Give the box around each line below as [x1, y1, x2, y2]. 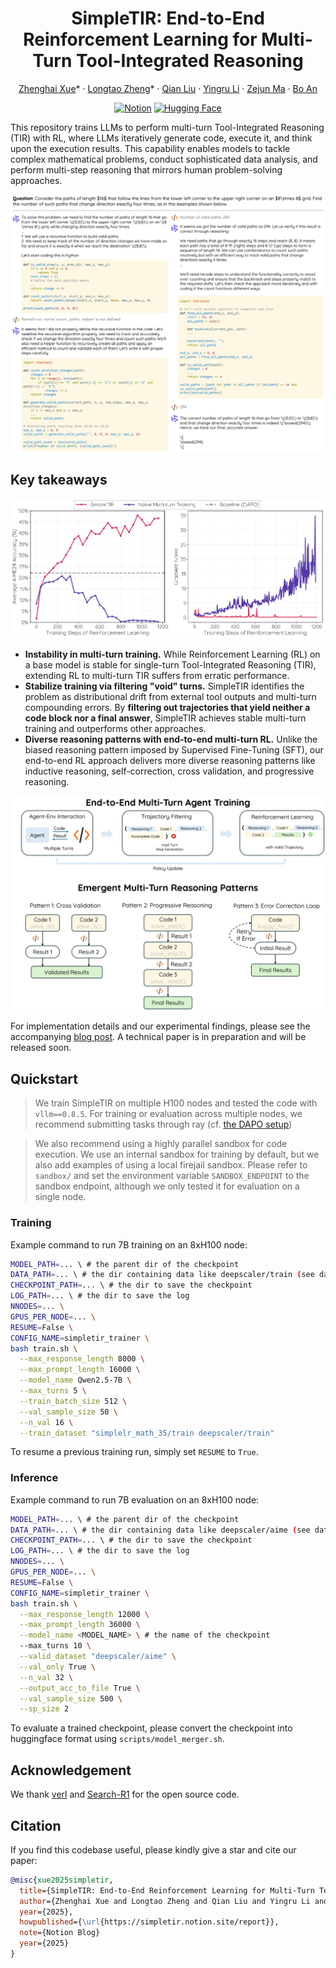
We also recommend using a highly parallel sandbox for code [34, 1138, 288, 1150]
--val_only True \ [19, 1662, 97, 1672]
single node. [34, 1191, 87, 1203]
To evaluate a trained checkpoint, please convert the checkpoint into [10, 1722, 293, 1734]
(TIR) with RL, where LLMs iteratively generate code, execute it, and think [10, 132, 313, 144]
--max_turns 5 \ [19, 1386, 87, 1396]
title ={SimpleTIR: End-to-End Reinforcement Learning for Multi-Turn [19, 1885, 315, 1896]
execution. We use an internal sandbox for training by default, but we [34, 1148, 320, 1161]
